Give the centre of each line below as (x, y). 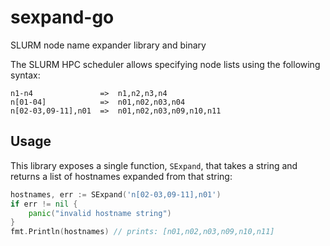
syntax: (25, 75)
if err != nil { (44, 204)
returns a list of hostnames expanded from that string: (121, 176)
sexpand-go (62, 17)
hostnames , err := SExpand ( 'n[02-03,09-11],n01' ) (116, 194)
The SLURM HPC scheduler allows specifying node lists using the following (165, 64)
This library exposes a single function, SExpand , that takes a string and (154, 165)
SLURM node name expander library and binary (108, 45)
